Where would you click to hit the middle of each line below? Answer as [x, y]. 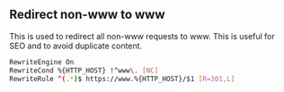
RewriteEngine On [42, 62]
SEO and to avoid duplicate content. [75, 46]
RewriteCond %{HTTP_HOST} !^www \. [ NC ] [84, 71]
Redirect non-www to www [87, 15]
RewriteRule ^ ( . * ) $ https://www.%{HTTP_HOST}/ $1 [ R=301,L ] [122, 79]
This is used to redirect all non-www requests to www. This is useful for [142, 36]
